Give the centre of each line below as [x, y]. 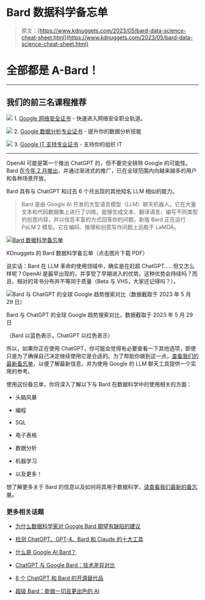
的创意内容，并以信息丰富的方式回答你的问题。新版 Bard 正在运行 [103, 219]
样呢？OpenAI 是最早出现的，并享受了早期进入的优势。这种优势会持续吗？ [99, 273]
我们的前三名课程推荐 [46, 102]
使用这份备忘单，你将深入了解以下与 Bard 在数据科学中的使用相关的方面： [99, 384]
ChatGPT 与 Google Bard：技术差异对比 [65, 565]
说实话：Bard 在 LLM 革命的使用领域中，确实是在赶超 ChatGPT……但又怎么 [101, 266]
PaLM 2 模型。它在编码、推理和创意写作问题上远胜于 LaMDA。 [100, 227]
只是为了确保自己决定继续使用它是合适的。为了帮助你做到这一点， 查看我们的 [103, 356]
